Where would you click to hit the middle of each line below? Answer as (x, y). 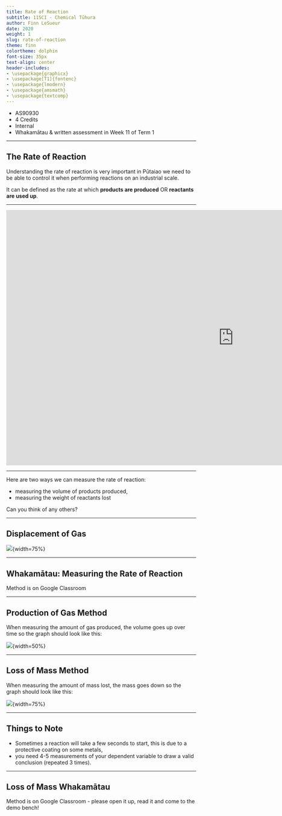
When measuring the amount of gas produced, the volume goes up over (96, 627)
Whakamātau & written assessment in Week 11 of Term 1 (85, 132)
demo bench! (23, 808)
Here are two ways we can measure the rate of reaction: (76, 479)
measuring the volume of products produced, (71, 491)
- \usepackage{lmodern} (36, 85)
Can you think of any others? (42, 509)
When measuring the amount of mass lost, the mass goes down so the (94, 685)
